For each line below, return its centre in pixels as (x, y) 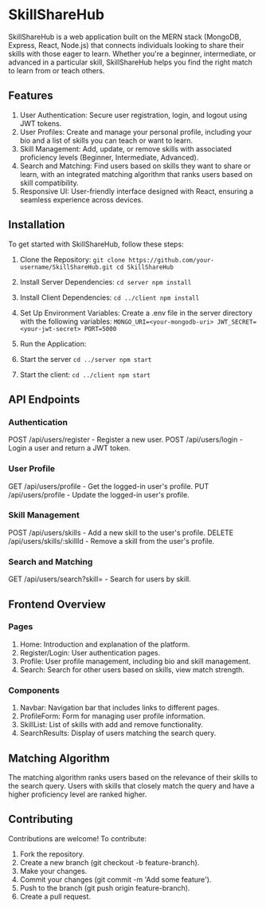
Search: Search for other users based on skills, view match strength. (132, 669)
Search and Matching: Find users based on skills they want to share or (135, 166)
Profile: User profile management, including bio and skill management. (135, 661)
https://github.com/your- (172, 260)
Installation (37, 225)
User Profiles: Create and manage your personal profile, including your (136, 132)
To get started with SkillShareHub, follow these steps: (96, 244)
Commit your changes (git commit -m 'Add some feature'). (115, 879)
